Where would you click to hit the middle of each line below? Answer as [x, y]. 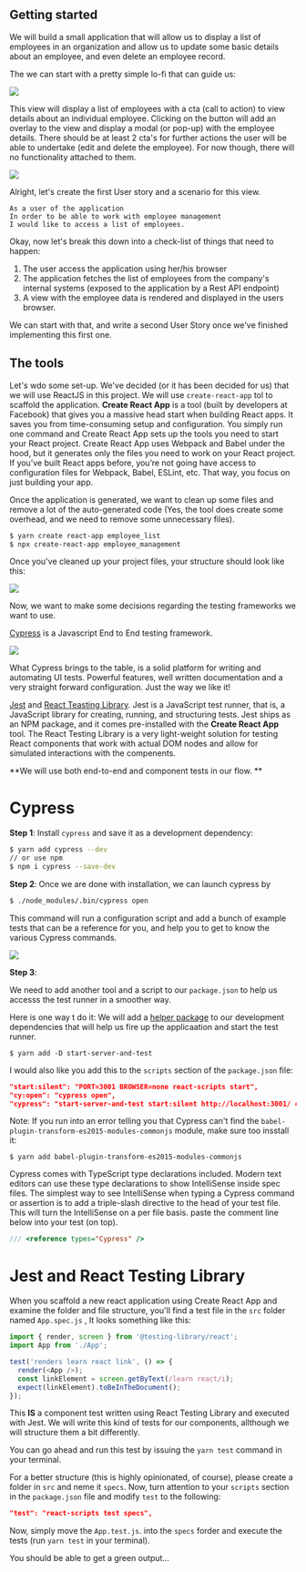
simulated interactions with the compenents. [92, 753]
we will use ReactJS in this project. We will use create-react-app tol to [141, 394]
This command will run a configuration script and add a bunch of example [148, 918]
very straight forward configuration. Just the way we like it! [120, 688]
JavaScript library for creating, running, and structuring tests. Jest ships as [150, 715]
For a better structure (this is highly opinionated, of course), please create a [151, 1477]
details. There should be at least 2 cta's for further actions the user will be [148, 138]
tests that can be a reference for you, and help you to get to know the [140, 927]
